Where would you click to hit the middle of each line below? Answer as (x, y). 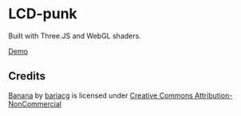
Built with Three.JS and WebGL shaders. (75, 36)
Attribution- (213, 95)
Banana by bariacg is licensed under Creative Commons (101, 95)
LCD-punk (43, 14)
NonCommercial (35, 103)
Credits (27, 76)
